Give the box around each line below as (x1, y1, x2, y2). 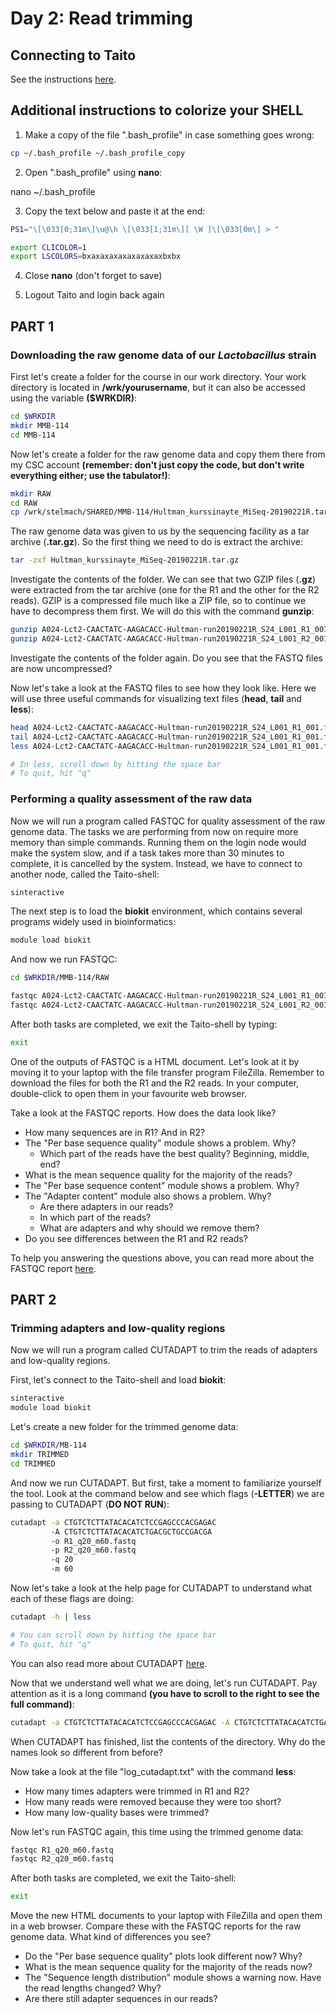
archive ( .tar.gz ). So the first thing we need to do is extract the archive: (10, 536, 304, 548)
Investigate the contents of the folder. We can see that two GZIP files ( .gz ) (10, 573, 317, 586)
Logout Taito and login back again (24, 289, 165, 301)
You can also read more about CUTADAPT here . (10, 1657, 208, 1669)
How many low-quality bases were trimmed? (24, 1806, 210, 1818)
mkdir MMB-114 (10, 420, 70, 431)
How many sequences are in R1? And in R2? (24, 1126, 206, 1138)
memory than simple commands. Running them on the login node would (10, 836, 307, 848)
